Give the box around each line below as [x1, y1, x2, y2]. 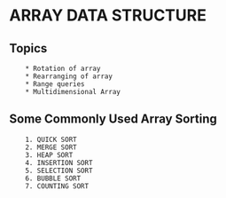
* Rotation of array [25, 64, 101, 73]
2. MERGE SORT [25, 143, 77, 152]
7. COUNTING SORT [25, 181, 90, 191]
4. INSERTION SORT [25, 158, 93, 167]
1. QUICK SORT [25, 135, 77, 144]
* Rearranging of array [25, 72, 113, 81]
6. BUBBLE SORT [25, 174, 82, 183]
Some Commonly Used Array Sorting [9, 112, 217, 127]
